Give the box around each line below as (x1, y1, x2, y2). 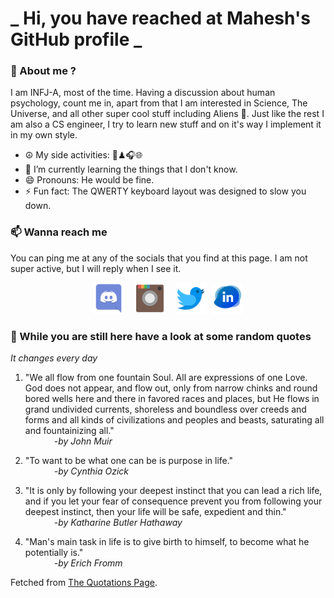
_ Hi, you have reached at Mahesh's (10, 7, 311, 30)
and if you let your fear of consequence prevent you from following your (24, 495, 323, 507)
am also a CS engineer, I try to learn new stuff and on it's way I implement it (10, 118, 322, 131)
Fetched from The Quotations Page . (10, 577, 158, 589)
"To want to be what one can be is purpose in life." (24, 455, 234, 467)
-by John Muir (53, 435, 113, 447)
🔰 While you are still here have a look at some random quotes (10, 329, 312, 343)
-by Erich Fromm (53, 557, 123, 569)
